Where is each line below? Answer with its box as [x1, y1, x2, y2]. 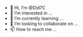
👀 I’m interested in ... [10, 10, 53, 16]
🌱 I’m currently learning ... [10, 15, 64, 21]
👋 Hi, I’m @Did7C [10, 5, 46, 10]
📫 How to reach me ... [10, 26, 57, 32]
